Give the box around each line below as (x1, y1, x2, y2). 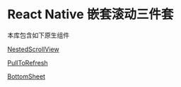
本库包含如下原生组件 (7, 31, 69, 39)
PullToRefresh (7, 58, 48, 67)
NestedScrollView (7, 45, 59, 53)
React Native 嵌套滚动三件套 (7, 6, 174, 22)
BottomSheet (7, 72, 46, 81)
